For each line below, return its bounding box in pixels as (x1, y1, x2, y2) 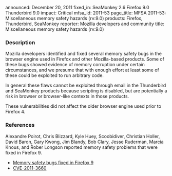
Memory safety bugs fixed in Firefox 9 (12, 159, 94, 166)
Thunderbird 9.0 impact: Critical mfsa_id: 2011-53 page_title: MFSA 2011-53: (5, 10, 166, 16)
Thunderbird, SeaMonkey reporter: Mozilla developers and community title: (5, 21, 164, 27)
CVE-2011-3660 (12, 165, 47, 171)
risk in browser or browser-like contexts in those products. (5, 93, 129, 100)
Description (5, 38, 35, 46)
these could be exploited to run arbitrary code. (5, 72, 104, 79)
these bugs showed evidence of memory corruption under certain (5, 62, 145, 68)
